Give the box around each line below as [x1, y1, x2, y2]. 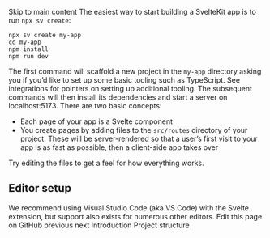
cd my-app [8, 38, 42, 46]
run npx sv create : [8, 15, 71, 25]
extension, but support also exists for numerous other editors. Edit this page [8, 211, 263, 221]
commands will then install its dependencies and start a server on [8, 92, 228, 102]
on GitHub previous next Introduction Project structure [8, 220, 191, 230]
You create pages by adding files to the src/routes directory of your [19, 125, 248, 134]
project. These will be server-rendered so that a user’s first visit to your [19, 134, 258, 143]
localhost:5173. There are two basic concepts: [8, 101, 162, 110]
